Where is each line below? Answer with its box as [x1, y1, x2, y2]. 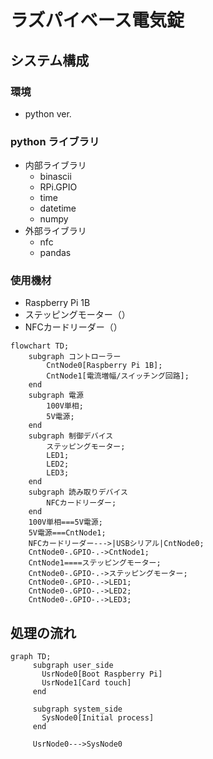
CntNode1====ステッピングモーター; [28, 558, 162, 568]
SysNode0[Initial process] [41, 713, 155, 723]
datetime [39, 202, 77, 215]
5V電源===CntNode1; [28, 528, 107, 538]
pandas [39, 247, 72, 259]
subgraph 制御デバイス [28, 431, 114, 441]
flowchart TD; [10, 341, 70, 351]
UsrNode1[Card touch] [41, 678, 132, 688]
